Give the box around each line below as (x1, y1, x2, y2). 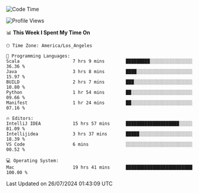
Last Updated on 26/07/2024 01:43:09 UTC (6, 180, 113, 187)
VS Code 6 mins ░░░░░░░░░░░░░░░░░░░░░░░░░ (6, 141, 193, 147)
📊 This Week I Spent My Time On (6, 29, 90, 36)
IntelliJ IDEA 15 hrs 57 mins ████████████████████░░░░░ (6, 121, 193, 126)
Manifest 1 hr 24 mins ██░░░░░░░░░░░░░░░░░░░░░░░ (6, 100, 193, 106)
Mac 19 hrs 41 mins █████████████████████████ (6, 164, 193, 170)
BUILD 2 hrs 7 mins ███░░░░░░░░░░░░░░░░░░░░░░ (6, 79, 193, 85)
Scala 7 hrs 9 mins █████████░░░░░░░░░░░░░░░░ (6, 58, 193, 64)
